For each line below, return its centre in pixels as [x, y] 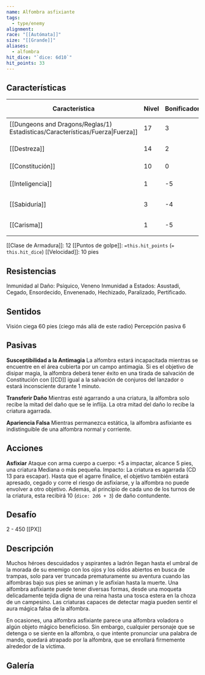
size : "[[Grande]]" [31, 40]
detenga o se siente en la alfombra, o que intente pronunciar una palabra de [102, 633]
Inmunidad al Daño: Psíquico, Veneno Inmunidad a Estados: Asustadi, [94, 286]
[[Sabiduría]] [28, 204]
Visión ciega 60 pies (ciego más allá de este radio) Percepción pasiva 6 [96, 326]
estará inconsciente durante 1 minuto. [53, 386]
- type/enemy [28, 23]
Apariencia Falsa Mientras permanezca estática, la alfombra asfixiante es [99, 422]
